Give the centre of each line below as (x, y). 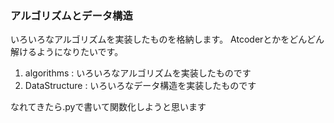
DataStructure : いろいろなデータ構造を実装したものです (140, 86)
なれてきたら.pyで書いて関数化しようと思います (108, 107)
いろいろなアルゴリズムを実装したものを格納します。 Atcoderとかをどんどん (167, 39)
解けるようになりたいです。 (67, 52)
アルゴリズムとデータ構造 (71, 15)
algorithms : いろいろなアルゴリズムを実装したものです (138, 73)
